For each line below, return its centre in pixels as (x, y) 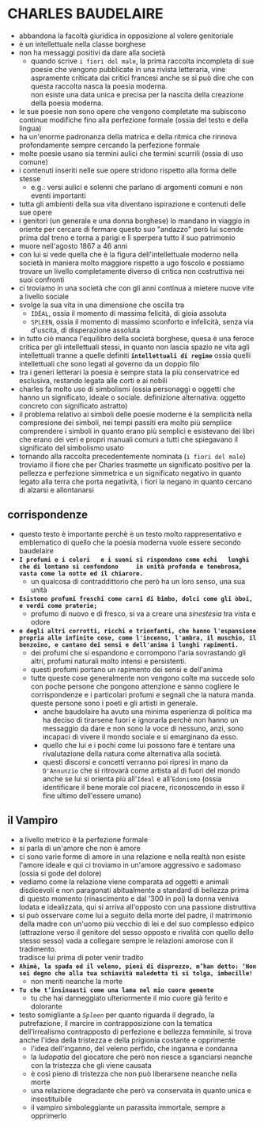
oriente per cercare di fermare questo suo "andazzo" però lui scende (131, 229)
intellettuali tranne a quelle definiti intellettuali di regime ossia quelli (135, 355)
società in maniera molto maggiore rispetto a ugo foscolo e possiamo (132, 263)
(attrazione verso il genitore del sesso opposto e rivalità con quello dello (136, 932)
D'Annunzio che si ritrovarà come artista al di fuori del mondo (141, 770)
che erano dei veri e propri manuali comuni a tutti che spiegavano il (128, 439)
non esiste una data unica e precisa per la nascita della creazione (137, 94)
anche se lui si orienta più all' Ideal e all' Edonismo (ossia (132, 779)
